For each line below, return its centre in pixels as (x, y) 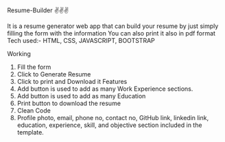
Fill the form (34, 67)
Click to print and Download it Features (72, 82)
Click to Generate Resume (54, 74)
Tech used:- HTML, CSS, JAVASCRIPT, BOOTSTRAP (81, 41)
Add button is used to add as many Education (81, 96)
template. (31, 132)
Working (19, 54)
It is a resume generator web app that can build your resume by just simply (113, 26)
